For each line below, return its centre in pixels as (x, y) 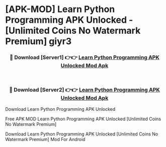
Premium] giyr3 (38, 42)
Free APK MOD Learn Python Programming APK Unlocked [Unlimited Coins (83, 119)
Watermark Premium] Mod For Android (45, 139)
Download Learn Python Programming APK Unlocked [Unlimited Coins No (82, 134)
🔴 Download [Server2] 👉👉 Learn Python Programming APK (85, 90)
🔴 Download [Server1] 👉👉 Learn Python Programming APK (85, 57)
